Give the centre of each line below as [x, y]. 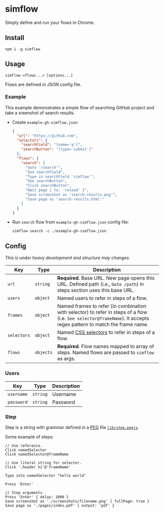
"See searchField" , [45, 172]
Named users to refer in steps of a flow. [102, 298]
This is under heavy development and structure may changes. [68, 258]
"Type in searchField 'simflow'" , [60, 177]
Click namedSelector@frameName [37, 454]
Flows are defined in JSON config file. [43, 84]
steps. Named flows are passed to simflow [105, 352]
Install [15, 38]
